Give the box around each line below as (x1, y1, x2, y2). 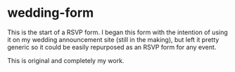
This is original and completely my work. (7, 56, 125, 64)
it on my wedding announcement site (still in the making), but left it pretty (7, 35, 220, 43)
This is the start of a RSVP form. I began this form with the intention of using (7, 28, 229, 36)
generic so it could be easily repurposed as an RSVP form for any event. (7, 43, 217, 51)
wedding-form (7, 5, 94, 21)
